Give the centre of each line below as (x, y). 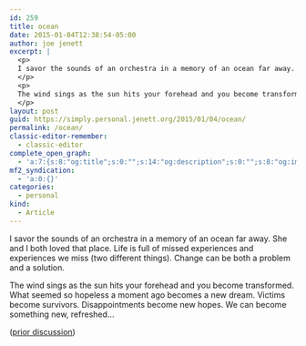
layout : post (34, 111)
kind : (20, 204)
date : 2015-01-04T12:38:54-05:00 (73, 35)
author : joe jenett (46, 43)
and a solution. (37, 267)
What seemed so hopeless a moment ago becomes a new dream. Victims (147, 295)
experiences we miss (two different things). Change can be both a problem (150, 258)
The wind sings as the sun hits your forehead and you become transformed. (152, 285)
